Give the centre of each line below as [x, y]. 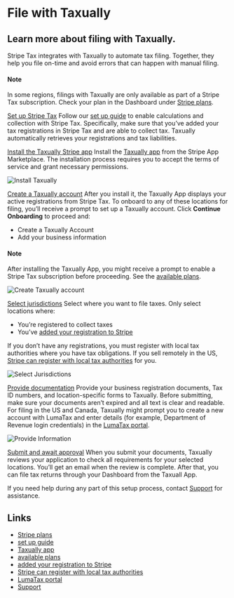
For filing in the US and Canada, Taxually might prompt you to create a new [116, 410]
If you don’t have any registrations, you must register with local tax [103, 346]
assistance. [24, 496]
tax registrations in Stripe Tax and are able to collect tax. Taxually [102, 131]
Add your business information [62, 237]
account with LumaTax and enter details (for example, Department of [106, 418]
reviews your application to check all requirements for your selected [105, 460]
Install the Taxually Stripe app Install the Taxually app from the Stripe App [113, 152]
